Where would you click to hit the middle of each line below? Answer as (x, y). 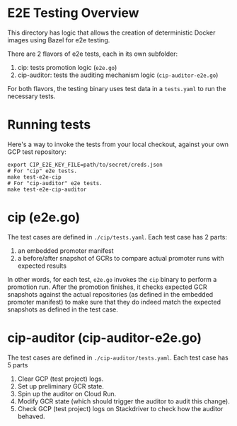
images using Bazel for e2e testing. (59, 40)
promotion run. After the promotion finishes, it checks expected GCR (107, 287)
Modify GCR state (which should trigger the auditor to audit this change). (123, 401)
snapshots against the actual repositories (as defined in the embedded (110, 294)
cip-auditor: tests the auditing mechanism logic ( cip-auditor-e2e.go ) (118, 75)
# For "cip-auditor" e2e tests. (55, 183)
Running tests (49, 125)
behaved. (31, 416)
